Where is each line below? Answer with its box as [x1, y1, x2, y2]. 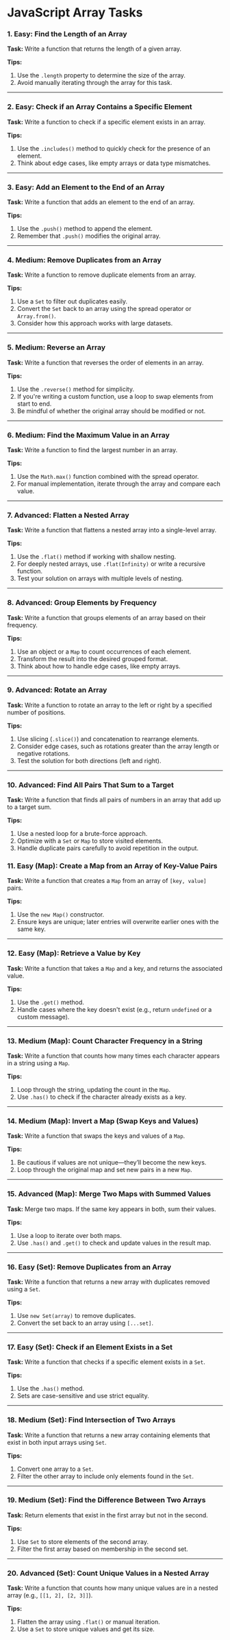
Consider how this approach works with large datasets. [16, 319, 173, 327]
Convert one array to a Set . [16, 1465, 94, 1473]
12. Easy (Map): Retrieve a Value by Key [7, 949, 141, 958]
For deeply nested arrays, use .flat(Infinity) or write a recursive [16, 560, 205, 568]
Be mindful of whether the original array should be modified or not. [16, 406, 206, 415]
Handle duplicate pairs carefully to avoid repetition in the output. [16, 844, 199, 852]
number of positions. [7, 708, 66, 717]
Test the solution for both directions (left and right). [16, 756, 162, 765]
